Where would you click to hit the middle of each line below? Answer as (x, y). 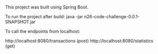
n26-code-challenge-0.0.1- (112, 16)
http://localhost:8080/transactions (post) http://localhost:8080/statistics (79, 41)
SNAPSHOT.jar (20, 22)
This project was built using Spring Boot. (47, 7)
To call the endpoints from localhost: (43, 31)
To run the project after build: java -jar (44, 16)
